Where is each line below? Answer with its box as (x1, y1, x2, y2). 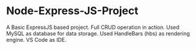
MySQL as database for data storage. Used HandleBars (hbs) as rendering (6, 30, 190, 37)
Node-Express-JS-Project (6, 4, 139, 18)
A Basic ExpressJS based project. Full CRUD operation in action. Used (6, 24, 180, 31)
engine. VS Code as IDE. (6, 36, 67, 43)
